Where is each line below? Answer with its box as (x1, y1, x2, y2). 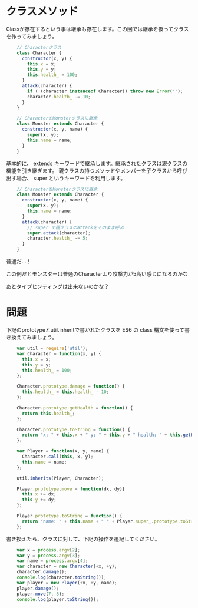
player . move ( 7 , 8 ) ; (16, 591, 65, 597)
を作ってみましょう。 (6, 32, 58, 39)
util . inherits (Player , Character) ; (16, 475, 104, 481)
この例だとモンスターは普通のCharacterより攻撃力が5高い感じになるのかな (6, 270, 189, 277)
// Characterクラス (16, 44, 62, 50)
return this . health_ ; (21, 410, 75, 417)
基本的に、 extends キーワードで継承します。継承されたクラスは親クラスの (6, 160, 188, 167)
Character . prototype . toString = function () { (16, 427, 131, 432)
